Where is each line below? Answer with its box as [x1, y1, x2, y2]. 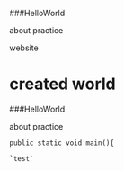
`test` [9, 154, 34, 163]
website [9, 42, 39, 53]
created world [9, 74, 117, 94]
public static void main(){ [9, 139, 115, 148]
